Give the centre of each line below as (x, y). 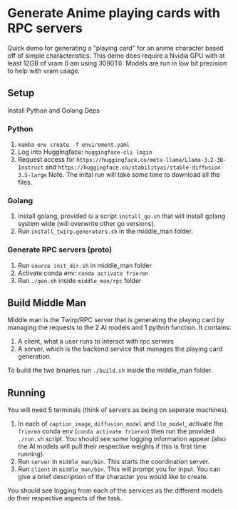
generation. (35, 356)
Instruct (31, 168)
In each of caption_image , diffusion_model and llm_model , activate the (120, 424)
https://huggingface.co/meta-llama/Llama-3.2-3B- (151, 160)
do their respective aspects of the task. (65, 498)
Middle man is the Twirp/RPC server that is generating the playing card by (116, 320)
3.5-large (32, 175)
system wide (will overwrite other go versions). (87, 224)
